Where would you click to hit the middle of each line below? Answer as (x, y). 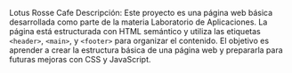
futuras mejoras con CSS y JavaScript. (80, 59)
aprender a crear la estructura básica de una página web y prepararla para (146, 50)
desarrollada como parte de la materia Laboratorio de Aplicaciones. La (138, 22)
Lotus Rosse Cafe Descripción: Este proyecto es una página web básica (141, 13)
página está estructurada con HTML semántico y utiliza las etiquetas (135, 31)
